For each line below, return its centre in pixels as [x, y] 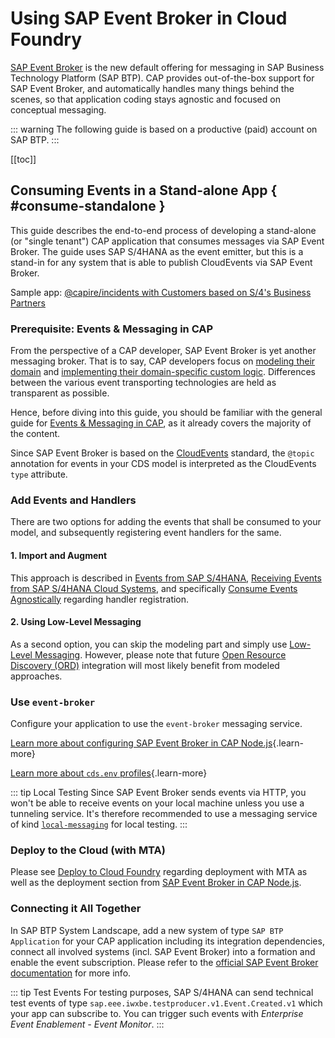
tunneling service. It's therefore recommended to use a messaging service [164, 814]
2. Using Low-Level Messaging [76, 622]
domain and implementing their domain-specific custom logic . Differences [163, 372]
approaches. [36, 676]
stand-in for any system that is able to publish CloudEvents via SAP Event [161, 262]
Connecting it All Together [76, 909]
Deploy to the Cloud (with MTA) [88, 850]
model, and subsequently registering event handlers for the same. [146, 533]
